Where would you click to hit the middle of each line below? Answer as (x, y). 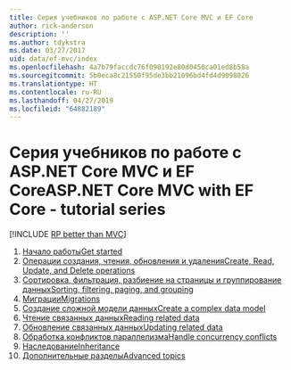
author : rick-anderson (51, 26)
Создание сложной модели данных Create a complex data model (144, 308)
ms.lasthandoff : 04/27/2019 (62, 100)
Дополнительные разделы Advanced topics (104, 356)
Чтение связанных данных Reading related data (111, 318)
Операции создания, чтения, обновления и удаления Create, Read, (148, 261)
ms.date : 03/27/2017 (48, 51)
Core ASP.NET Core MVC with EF (132, 190)
